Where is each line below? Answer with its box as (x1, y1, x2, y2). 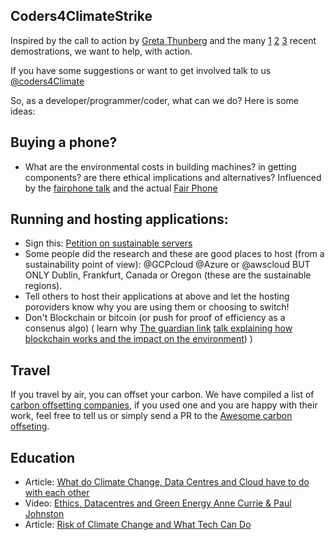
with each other (24, 487, 90, 499)
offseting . (10, 420, 50, 433)
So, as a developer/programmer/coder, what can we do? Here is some (10, 94, 299, 106)
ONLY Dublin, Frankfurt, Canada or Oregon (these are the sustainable (24, 269, 312, 281)
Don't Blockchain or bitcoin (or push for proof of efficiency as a (24, 312, 286, 324)
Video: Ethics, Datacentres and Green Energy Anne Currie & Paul (24, 497, 292, 509)
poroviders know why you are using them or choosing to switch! (24, 301, 290, 313)
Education (10, 449, 76, 466)
